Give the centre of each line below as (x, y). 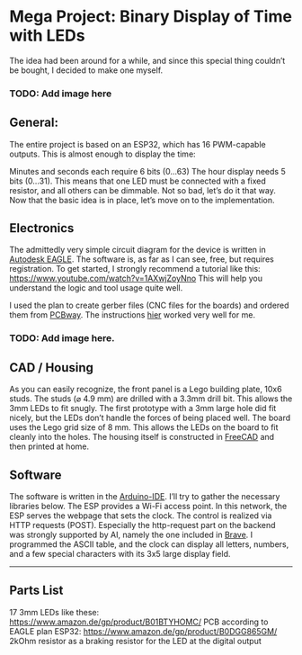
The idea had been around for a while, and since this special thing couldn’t (147, 60)
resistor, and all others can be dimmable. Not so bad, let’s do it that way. (142, 190)
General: (34, 123)
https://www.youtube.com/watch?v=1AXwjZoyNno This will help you (136, 278)
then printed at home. (49, 446)
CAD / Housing (52, 368)
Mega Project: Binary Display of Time (151, 17)
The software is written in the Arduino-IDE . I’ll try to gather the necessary (145, 497)
